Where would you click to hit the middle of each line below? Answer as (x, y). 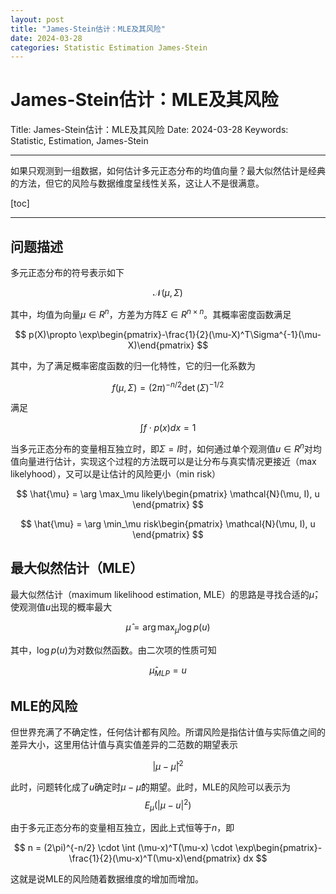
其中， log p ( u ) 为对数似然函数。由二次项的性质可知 (113, 650)
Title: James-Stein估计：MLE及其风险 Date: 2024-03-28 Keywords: (149, 130)
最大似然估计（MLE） (77, 568)
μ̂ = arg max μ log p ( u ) (168, 628)
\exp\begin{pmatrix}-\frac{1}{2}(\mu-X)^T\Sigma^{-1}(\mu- (200, 334)
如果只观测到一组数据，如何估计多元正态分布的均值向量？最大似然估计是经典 (168, 171)
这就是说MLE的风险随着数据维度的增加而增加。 (107, 879)
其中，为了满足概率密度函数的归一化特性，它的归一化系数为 (133, 365)
